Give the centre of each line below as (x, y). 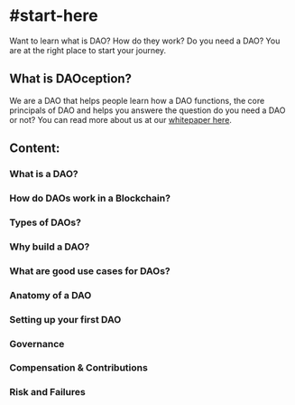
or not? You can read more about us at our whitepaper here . (121, 119)
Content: (35, 149)
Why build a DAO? (50, 247)
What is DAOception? (71, 79)
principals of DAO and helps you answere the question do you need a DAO (147, 110)
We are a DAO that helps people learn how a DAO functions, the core (137, 100)
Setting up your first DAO (65, 319)
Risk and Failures (47, 392)
